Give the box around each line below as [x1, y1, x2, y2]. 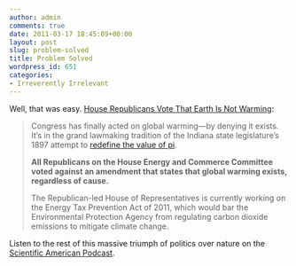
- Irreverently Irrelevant [9, 79, 109, 88]
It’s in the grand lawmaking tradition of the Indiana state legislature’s [30, 129, 279, 140]
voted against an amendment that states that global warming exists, [30, 166, 288, 176]
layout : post [9, 37, 58, 47]
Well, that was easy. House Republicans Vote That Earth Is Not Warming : [9, 103, 275, 113]
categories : [9, 71, 53, 80]
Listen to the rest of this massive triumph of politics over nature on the [9, 238, 266, 248]
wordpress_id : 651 [9, 63, 77, 72]
